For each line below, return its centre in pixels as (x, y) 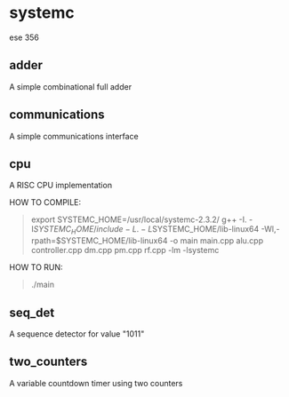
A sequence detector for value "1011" (77, 333)
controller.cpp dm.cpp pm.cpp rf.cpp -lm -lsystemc (125, 250)
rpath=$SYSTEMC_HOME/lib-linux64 (99, 241)
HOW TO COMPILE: (45, 202)
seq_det (32, 312)
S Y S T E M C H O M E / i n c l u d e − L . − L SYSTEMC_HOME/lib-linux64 (146, 230)
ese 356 (24, 37)
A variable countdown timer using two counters (96, 383)
